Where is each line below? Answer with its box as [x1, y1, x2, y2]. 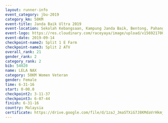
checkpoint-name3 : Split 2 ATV [5, 45, 70, 50]
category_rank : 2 [5, 59, 41, 64]
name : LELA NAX [5, 68, 37, 73]
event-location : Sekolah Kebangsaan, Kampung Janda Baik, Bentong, [5, 26, 149, 31]
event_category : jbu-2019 [5, 12, 59, 17]
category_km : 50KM [5, 17, 43, 22]
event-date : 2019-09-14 [5, 36, 55, 41]
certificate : [5, 110, 32, 115]
